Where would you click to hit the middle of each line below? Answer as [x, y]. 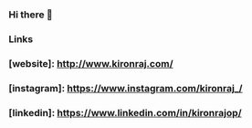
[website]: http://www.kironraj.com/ [91, 63]
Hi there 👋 [31, 15]
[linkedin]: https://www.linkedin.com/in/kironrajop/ [126, 112]
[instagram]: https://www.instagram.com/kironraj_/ [126, 88]
